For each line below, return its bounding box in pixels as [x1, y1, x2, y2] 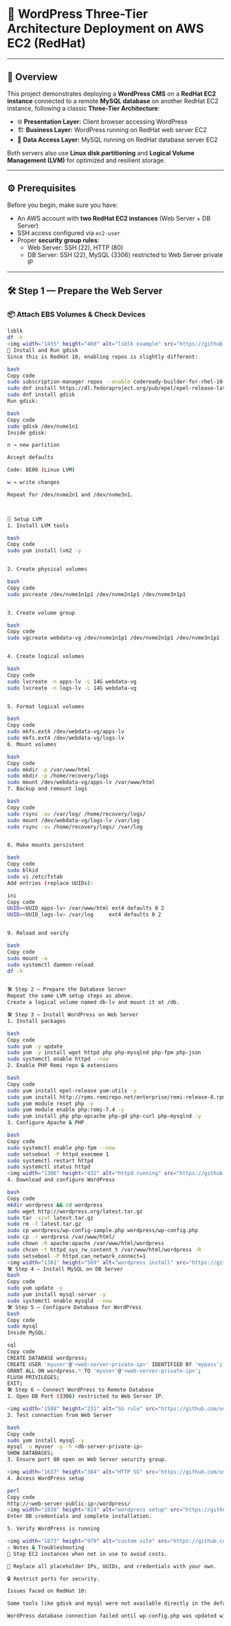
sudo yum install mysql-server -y [7, 1291, 107, 1298]
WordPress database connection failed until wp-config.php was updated [7, 1612, 217, 1620]
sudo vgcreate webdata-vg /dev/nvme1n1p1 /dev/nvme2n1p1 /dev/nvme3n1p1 [7, 635, 220, 641]
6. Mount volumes [7, 740, 57, 748]
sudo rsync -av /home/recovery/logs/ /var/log [7, 823, 143, 831]
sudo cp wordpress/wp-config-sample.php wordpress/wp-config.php [7, 1227, 198, 1234]
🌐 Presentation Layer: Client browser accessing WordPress [16, 117, 188, 126]
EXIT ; [7, 1380, 23, 1387]
